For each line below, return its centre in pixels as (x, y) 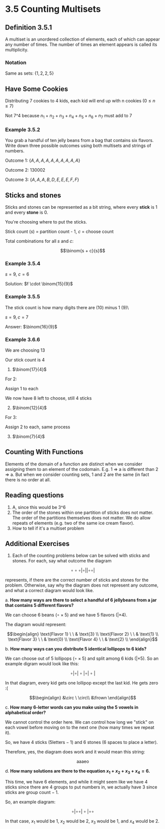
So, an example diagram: (30, 802)
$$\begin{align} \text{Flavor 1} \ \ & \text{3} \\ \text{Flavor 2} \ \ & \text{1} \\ (83, 634)
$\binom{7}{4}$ (29, 436)
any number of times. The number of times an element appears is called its (81, 45)
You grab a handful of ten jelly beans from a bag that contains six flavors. (80, 140)
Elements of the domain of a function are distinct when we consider (74, 464)
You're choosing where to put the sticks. (46, 222)
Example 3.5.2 (23, 130)
